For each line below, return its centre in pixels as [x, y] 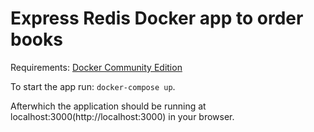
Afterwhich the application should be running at [108, 106]
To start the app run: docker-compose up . [93, 86]
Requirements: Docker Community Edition [96, 67]
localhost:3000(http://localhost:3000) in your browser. [122, 116]
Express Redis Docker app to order [157, 18]
